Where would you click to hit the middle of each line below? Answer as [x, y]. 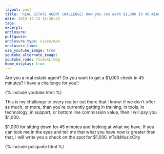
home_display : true [25, 64]
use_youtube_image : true [30, 50]
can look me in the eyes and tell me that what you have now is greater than [80, 132]
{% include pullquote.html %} [35, 147]
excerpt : [14, 28]
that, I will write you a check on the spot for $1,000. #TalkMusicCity [73, 137]
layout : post [18, 10]
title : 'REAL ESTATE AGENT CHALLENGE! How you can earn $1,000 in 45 [77, 14]
